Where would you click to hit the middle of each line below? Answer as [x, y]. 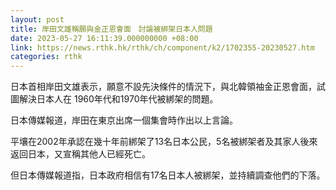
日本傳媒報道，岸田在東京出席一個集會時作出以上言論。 [124, 120]
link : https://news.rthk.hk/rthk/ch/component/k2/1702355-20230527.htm [162, 47]
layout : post [37, 19]
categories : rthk [46, 57]
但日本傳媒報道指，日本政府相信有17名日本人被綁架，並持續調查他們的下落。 [168, 175]
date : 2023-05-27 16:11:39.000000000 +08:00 [104, 38]
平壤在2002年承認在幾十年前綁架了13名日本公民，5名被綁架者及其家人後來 [164, 142]
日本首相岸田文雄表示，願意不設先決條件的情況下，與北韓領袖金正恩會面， [163, 87]
